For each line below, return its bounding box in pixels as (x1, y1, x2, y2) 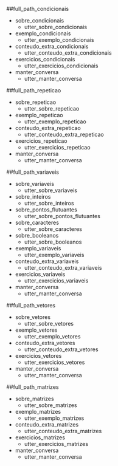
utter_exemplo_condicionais (24, 36, 94, 43)
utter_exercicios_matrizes (24, 440, 89, 447)
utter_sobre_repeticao (24, 105, 80, 112)
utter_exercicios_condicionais (24, 62, 99, 69)
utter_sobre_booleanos (24, 238, 82, 245)
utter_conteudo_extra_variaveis (24, 264, 102, 271)
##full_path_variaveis (6, 168, 60, 176)
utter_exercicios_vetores (24, 358, 85, 366)
